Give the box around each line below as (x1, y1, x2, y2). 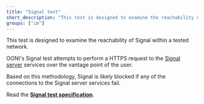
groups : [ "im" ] (6, 20, 45, 26)
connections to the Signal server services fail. (6, 79, 121, 86)
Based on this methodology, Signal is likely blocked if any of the (6, 73, 166, 80)
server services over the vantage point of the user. (6, 61, 133, 68)
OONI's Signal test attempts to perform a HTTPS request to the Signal (6, 55, 181, 62)
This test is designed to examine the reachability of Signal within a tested (6, 37, 189, 44)
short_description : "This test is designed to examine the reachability (6, 15, 194, 21)
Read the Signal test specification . (6, 91, 95, 99)
